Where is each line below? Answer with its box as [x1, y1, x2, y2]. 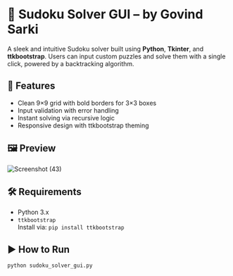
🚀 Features [7, 80, 56, 92]
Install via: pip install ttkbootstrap [17, 223, 125, 232]
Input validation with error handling [17, 106, 120, 115]
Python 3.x [17, 208, 49, 217]
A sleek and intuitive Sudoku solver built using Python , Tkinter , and [7, 44, 204, 53]
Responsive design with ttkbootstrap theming [17, 121, 149, 130]
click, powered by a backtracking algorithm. [7, 59, 135, 68]
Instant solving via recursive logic [17, 113, 115, 122]
